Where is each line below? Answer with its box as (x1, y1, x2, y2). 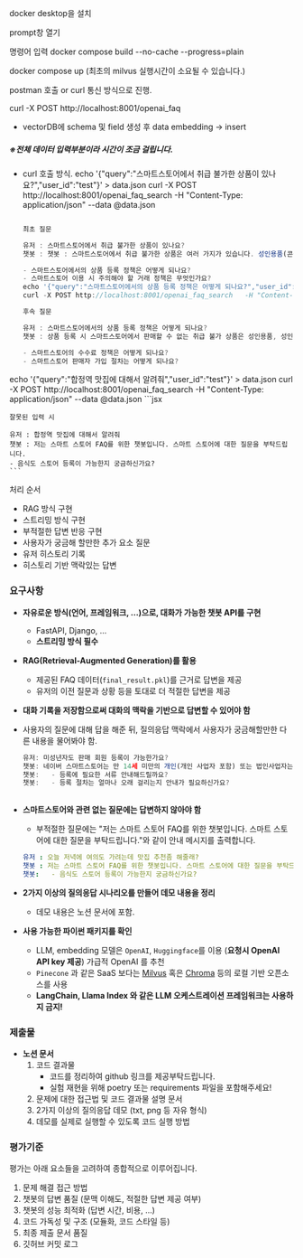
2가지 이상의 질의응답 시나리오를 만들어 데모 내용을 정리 (22, 887, 216, 897)
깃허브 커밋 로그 (22, 1239, 78, 1250)
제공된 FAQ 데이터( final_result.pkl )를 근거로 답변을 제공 (35, 674, 243, 685)
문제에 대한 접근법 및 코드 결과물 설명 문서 (35, 1094, 183, 1104)
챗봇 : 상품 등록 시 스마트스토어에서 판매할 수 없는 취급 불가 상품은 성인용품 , (22, 332, 278, 341)
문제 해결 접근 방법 (22, 1182, 88, 1193)
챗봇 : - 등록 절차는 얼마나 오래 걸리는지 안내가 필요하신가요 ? (22, 778, 230, 788)
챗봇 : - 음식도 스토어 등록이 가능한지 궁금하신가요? (22, 869, 197, 878)
